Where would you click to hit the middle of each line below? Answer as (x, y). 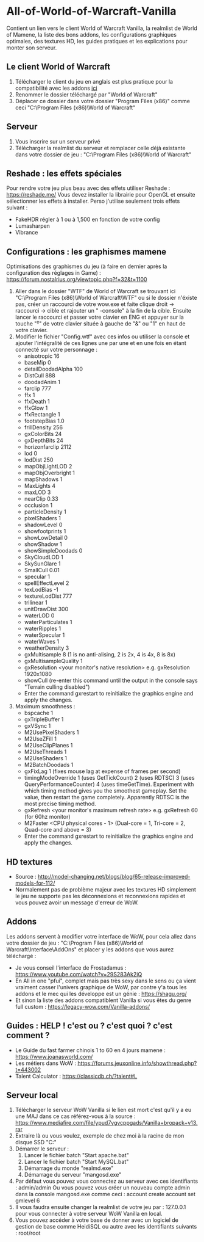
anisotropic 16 (42, 356)
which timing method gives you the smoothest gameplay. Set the (105, 791)
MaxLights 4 (40, 486)
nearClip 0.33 (41, 499)
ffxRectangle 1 (42, 415)
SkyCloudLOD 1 (44, 557)
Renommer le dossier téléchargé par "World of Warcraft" (86, 94)
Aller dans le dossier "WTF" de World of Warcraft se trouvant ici (95, 291)
